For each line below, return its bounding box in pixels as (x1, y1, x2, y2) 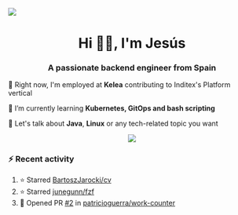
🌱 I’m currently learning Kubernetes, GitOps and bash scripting (8, 104, 216, 113)
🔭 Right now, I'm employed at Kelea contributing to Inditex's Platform (8, 80, 231, 89)
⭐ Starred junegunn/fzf (19, 187, 94, 196)
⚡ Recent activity (8, 154, 75, 165)
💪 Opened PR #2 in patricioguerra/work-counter (19, 198, 175, 207)
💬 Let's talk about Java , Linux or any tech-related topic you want (8, 118, 218, 129)
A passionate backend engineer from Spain (47, 63, 217, 74)
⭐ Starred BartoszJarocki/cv (19, 175, 112, 184)
